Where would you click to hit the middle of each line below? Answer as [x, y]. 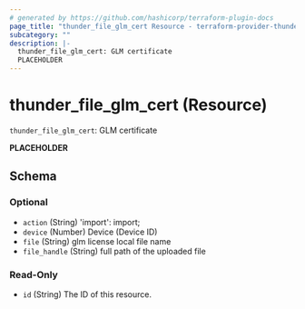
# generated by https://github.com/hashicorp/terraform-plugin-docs [142, 18]
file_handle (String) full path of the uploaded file [114, 251]
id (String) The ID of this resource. [87, 294]
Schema [33, 177]
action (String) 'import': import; [81, 222]
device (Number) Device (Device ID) [90, 232]
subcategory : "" [40, 35]
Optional [29, 203]
